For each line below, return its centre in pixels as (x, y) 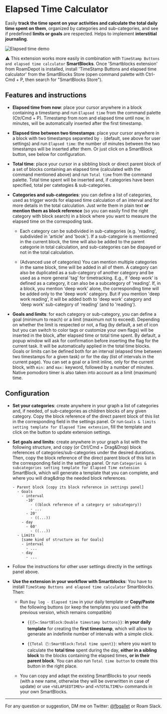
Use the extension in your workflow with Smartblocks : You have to (82, 581)
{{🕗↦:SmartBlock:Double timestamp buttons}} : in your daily (89, 622)
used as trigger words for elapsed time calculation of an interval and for (86, 200)
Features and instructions (46, 95)
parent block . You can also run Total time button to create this (92, 661)
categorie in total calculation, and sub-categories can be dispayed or (90, 247)
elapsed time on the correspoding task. (52, 221)
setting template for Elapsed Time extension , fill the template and (82, 427)
